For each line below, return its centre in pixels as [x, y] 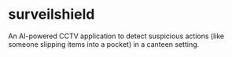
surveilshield [52, 14]
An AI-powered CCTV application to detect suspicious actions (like [116, 36]
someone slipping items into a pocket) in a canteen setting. [104, 44]
